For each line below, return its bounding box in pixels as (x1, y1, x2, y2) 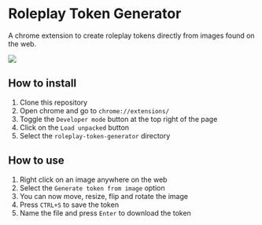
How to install (8, 76, 77, 90)
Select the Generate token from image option (19, 183, 165, 193)
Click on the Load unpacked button (19, 123, 130, 132)
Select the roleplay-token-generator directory (19, 131, 171, 140)
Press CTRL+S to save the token (19, 200, 120, 209)
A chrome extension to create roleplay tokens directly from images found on (8, 31, 255, 40)
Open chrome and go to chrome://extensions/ (19, 105, 170, 115)
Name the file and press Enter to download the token (19, 208, 191, 217)
